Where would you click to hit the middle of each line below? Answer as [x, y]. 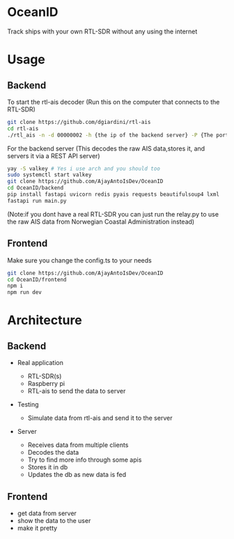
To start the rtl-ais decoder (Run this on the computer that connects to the [114, 102]
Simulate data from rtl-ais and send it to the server [100, 418]
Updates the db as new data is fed [77, 475]
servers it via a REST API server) [54, 156]
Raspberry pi [46, 384]
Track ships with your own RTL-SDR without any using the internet [102, 31]
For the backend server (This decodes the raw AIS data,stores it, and [106, 148]
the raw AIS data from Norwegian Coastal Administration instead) [101, 221]
